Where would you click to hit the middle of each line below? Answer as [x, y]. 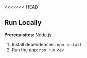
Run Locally [23, 23]
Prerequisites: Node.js [28, 35]
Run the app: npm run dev [38, 50]
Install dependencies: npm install [47, 44]
